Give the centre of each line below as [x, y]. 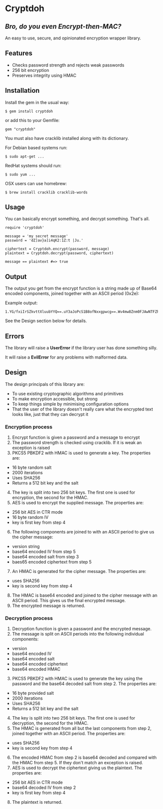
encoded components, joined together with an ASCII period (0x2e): [72, 293]
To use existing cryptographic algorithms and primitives [68, 394]
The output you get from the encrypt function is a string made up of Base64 [81, 288]
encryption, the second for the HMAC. [50, 498]
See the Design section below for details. [46, 321]
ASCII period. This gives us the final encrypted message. [69, 601]
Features [19, 53]
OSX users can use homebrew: [36, 183]
